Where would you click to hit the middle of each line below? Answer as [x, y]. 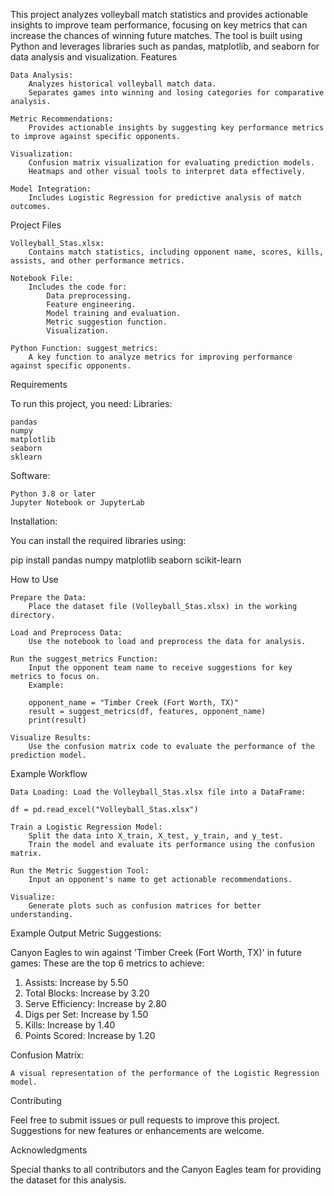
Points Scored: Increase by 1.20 [90, 1035]
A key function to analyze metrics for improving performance [160, 357]
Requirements [39, 384]
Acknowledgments [49, 1150]
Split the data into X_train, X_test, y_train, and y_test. [156, 836]
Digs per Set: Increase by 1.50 [86, 1014]
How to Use [34, 579]
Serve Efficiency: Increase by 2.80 [95, 1003]
